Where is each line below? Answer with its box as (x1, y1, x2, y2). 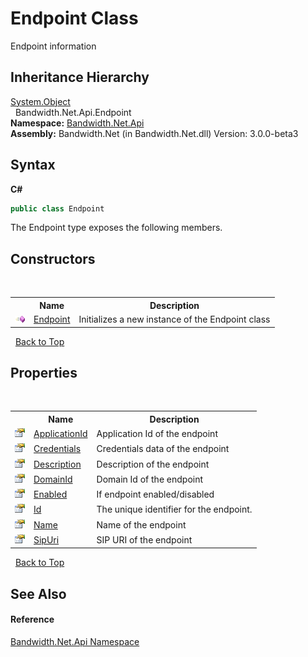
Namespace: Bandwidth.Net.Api (10, 117, 145, 129)
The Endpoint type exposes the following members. (10, 222, 223, 234)
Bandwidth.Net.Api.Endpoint (14, 106, 132, 118)
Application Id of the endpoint (96, 428, 218, 440)
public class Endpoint (10, 203, 105, 214)
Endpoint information (10, 40, 97, 52)
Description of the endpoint (96, 458, 210, 470)
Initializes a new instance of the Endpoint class (78, 313, 271, 325)
